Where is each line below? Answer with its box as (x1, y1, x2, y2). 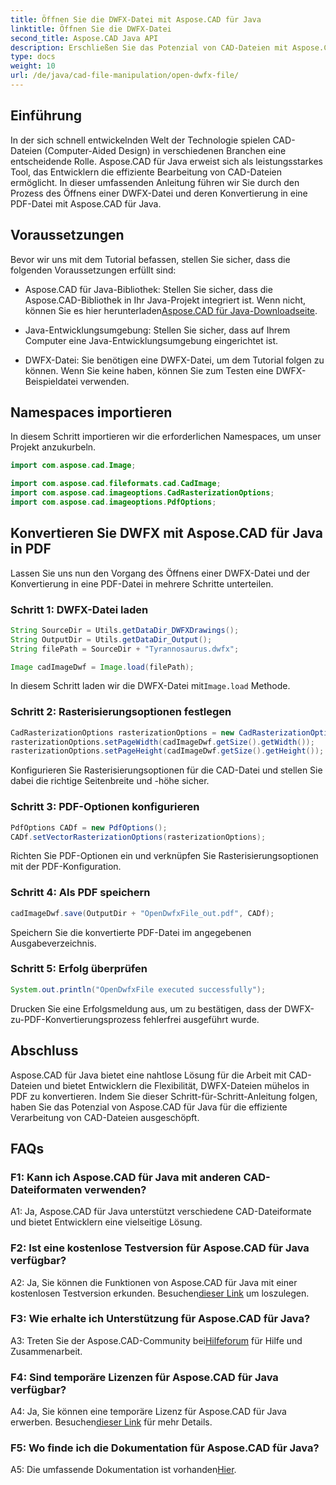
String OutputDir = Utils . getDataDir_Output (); (10, 634, 213, 645)
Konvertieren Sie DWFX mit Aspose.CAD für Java (10, 525, 323, 542)
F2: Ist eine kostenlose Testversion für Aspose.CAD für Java (10, 1241, 310, 1255)
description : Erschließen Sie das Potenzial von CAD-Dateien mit (10, 42, 288, 53)
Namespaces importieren (10, 404, 173, 421)
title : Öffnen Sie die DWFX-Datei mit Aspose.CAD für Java (10, 14, 262, 25)
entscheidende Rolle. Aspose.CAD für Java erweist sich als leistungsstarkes (10, 155, 323, 167)
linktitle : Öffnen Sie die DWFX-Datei (10, 24, 172, 34)
